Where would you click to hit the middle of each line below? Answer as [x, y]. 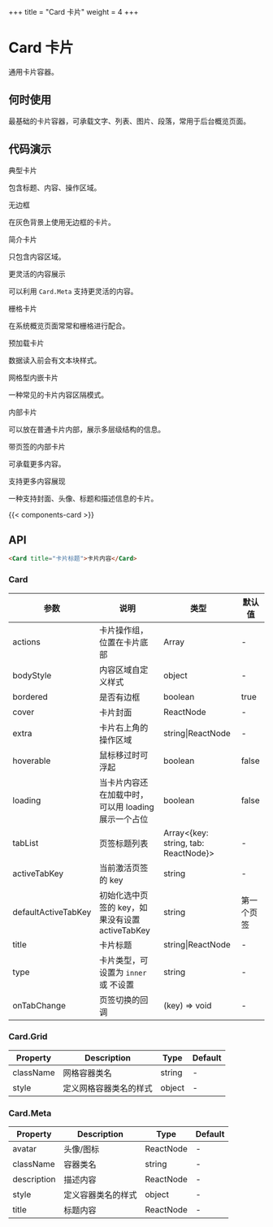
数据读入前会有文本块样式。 [55, 360]
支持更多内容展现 [37, 481]
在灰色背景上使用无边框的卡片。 [62, 222]
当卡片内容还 [123, 783]
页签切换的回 [123, 999]
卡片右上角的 [123, 727]
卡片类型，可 [123, 960]
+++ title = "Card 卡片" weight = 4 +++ [74, 12]
